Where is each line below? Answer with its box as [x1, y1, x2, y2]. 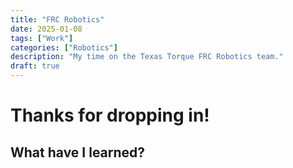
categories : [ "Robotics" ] [10, 42, 118, 53]
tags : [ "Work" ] [10, 33, 74, 43]
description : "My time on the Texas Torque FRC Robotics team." [10, 52, 284, 62]
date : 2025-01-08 [10, 24, 83, 34]
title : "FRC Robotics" [10, 14, 105, 25]
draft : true [10, 61, 60, 71]
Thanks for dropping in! [10, 104, 210, 127]
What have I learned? [10, 144, 146, 161]
